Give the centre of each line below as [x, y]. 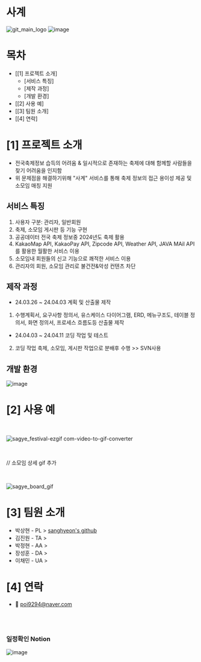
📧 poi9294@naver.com [43, 604]
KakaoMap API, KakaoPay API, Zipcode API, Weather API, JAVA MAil [100, 244]
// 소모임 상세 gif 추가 [32, 463]
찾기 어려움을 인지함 [38, 170]
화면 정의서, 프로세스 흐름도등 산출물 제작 [76, 323]
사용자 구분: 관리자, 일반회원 [48, 222]
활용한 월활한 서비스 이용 [51, 251]
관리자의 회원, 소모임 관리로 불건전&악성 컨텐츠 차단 [75, 266]
